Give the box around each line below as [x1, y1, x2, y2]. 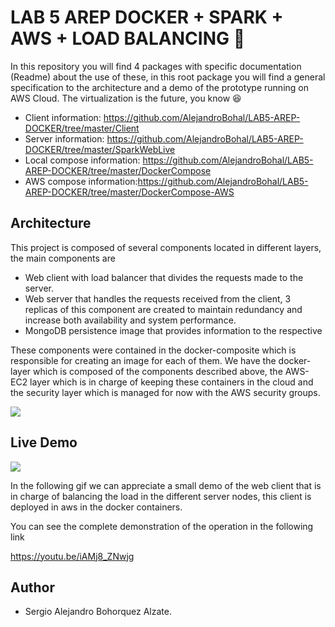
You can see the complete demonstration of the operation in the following [10, 520, 314, 532]
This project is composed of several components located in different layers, [10, 241, 322, 253]
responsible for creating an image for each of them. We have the [10, 354, 277, 366]
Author [10, 579, 55, 596]
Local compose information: [24, 154, 141, 166]
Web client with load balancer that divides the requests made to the [24, 271, 304, 283]
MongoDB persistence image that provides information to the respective [24, 324, 323, 336]
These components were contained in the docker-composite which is [10, 344, 297, 356]
